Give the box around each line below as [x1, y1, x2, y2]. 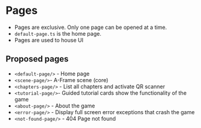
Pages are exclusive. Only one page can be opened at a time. [14, 24, 167, 31]
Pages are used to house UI [14, 36, 84, 43]
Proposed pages [5, 54, 69, 64]
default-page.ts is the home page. [14, 30, 102, 37]
